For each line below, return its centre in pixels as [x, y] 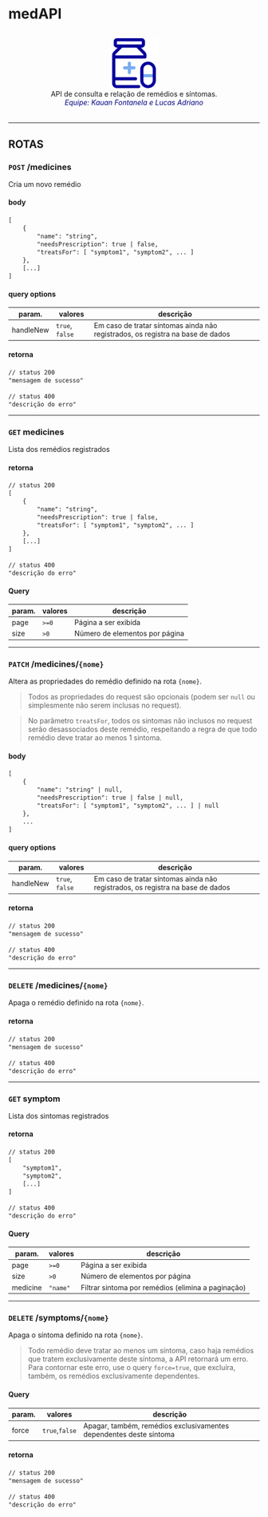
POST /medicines [40, 167]
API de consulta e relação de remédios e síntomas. [134, 94]
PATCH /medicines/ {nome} [56, 663]
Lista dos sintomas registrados [59, 1115]
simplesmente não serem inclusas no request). [104, 705]
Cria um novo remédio [45, 184]
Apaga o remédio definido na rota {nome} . [76, 1003]
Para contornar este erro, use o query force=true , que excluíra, [132, 1368]
